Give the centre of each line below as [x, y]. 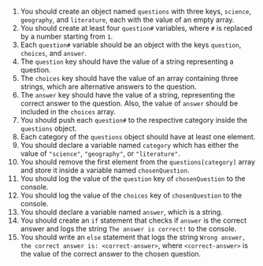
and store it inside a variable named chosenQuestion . [105, 170]
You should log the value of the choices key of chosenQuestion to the [131, 195]
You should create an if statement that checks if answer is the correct [133, 220]
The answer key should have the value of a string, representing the [128, 95]
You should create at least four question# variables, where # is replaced [136, 28]
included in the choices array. [68, 112]
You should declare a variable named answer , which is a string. [121, 212]
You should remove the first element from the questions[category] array [137, 162]
